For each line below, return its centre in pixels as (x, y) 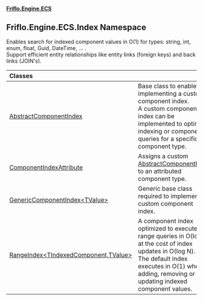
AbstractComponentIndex (46, 116)
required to (153, 196)
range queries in (161, 236)
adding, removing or (166, 274)
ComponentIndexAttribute (46, 168)
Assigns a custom (163, 156)
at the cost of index (165, 244)
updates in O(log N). (167, 252)
